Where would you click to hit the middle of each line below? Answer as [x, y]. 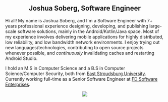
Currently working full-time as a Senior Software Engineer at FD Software [81, 79]
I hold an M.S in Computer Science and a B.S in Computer [65, 68]
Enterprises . [18, 84]
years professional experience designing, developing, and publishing [77, 26]
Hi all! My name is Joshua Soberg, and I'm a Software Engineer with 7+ [79, 20]
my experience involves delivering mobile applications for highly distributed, [85, 37]
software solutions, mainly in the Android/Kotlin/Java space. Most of [88, 31]
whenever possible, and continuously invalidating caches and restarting [80, 53]
